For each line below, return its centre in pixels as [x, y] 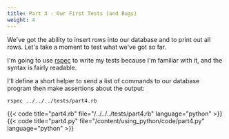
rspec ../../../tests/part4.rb [52, 100]
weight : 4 [21, 20]
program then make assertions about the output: [76, 88]
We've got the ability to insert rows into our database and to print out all [109, 39]
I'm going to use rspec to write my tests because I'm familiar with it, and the [115, 60]
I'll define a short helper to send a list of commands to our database [103, 81]
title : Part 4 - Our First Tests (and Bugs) [72, 13]
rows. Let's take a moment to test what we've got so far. [87, 47]
